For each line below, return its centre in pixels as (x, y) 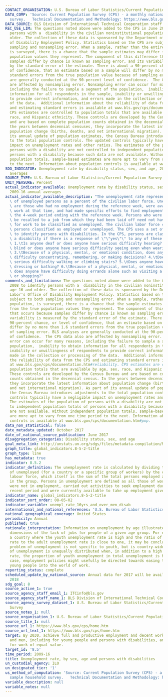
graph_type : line (23, 453)
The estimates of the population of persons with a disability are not (86, 402)
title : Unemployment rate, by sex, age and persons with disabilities (80, 659)
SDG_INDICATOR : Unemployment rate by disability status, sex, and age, (81, 169)
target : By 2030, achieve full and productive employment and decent (79, 636)
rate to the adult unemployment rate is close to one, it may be (79, 542)
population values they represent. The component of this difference (83, 56)
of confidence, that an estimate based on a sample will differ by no (85, 71)
